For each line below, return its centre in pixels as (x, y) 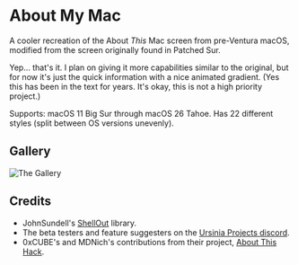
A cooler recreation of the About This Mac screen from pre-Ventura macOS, (149, 40)
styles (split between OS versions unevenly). (92, 123)
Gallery (30, 151)
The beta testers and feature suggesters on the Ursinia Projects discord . (156, 232)
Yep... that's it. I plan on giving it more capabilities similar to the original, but (149, 67)
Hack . (33, 252)
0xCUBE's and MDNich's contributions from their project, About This (149, 242)
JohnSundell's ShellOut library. (79, 223)
